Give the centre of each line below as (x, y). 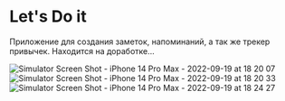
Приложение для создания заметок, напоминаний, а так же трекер (140, 41)
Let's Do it (48, 17)
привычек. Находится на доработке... (82, 50)
